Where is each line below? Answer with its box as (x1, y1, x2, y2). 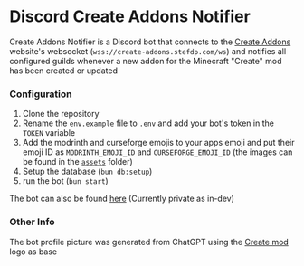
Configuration (9, 88, 72, 100)
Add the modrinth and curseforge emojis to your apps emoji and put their (22, 138, 295, 148)
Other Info (9, 215, 56, 228)
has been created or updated (9, 65, 118, 76)
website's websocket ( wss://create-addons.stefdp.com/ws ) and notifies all (9, 45, 287, 56)
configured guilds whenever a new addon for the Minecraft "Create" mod (9, 55, 282, 66)
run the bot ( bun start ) (22, 176, 109, 186)
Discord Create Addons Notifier (9, 6, 251, 27)
